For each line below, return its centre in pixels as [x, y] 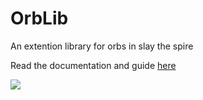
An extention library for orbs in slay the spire [102, 46]
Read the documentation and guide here [93, 65]
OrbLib [39, 18]
